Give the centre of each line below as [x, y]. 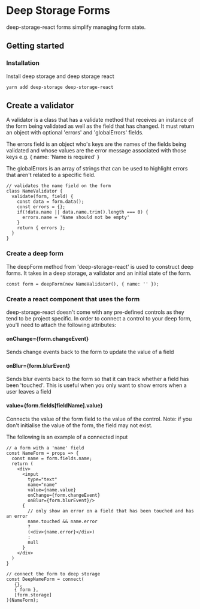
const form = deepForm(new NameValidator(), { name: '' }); [83, 284]
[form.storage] [33, 595]
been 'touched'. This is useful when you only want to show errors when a [96, 385]
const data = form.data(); [51, 202]
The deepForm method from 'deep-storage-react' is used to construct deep [100, 266]
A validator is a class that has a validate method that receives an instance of [100, 120]
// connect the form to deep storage [53, 574]
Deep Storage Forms [58, 10]
